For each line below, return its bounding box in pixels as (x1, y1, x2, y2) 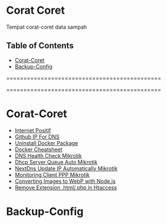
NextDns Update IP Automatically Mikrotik (14, 165, 118, 172)
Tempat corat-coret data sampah (6, 23, 87, 30)
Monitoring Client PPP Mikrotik (14, 171, 90, 178)
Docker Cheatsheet (14, 146, 62, 153)
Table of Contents (6, 41, 74, 51)
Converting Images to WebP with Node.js (14, 177, 116, 185)
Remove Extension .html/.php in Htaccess (14, 183, 117, 191)
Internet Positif (14, 127, 52, 134)
